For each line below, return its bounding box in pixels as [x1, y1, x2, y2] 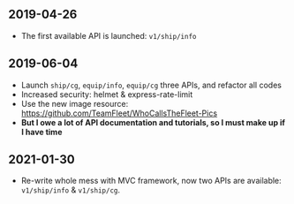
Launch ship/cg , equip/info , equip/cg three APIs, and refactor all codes [20, 79, 282, 90]
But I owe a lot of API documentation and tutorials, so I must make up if [20, 117, 286, 127]
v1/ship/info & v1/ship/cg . [20, 185, 121, 195]
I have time [20, 126, 63, 137]
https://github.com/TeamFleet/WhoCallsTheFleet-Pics [20, 108, 218, 118]
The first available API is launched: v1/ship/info [20, 30, 197, 41]
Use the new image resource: [20, 98, 129, 109]
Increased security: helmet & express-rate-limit [20, 88, 193, 100]
